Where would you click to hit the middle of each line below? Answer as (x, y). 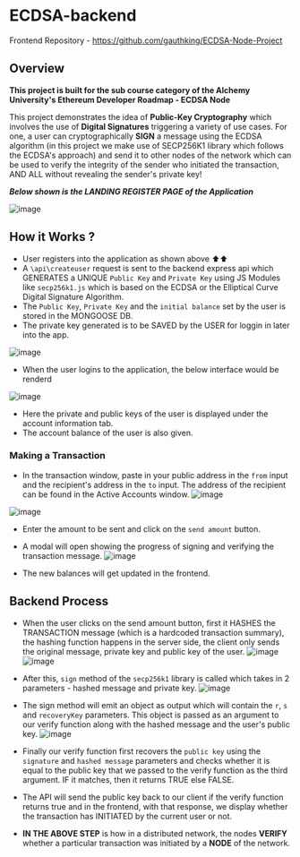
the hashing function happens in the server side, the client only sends (151, 642)
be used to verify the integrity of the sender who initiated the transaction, (144, 164)
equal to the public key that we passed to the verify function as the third (155, 770)
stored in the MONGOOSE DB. (77, 315)
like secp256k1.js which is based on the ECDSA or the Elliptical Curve (150, 287)
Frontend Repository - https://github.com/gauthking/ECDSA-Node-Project (146, 40)
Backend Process (59, 601)
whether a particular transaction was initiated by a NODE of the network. (156, 843)
